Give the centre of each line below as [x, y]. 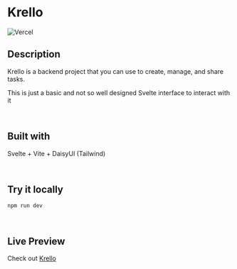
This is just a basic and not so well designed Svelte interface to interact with [119, 92]
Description [34, 54]
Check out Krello [32, 258]
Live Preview [36, 241]
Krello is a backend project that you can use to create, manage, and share [116, 71]
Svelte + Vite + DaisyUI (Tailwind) [57, 153]
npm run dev [25, 206]
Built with [29, 137]
